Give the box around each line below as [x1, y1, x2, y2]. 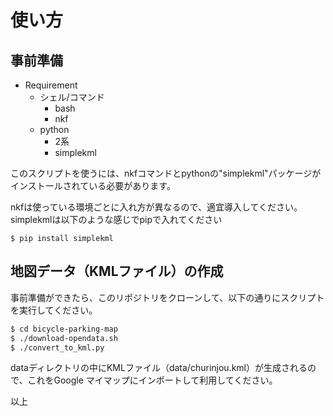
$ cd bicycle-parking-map [10, 324, 118, 334]
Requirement [24, 79, 78, 91]
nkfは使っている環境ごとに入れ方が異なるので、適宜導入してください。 [10, 201, 303, 213]
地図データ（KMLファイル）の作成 [10, 263, 224, 280]
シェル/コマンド [39, 91, 105, 103]
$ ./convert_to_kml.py [10, 342, 105, 353]
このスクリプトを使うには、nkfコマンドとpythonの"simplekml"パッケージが [10, 167, 322, 179]
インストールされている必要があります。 [10, 180, 176, 191]
